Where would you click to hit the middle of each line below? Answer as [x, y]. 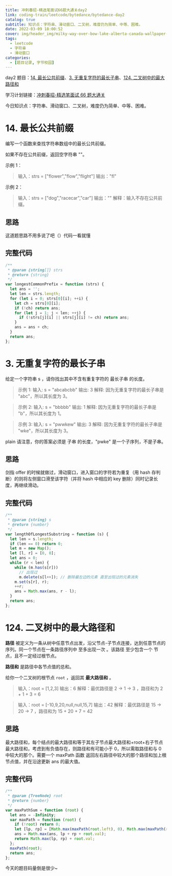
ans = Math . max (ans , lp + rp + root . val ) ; [60, 834]
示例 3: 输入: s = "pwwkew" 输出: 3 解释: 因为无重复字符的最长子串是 [90, 424]
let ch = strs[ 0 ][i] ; [37, 303]
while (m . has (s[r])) [36, 567]
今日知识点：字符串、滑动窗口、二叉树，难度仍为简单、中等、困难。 [77, 106]
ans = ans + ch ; [32, 327]
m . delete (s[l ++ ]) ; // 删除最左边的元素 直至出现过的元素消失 [78, 577]
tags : [11, 39]
